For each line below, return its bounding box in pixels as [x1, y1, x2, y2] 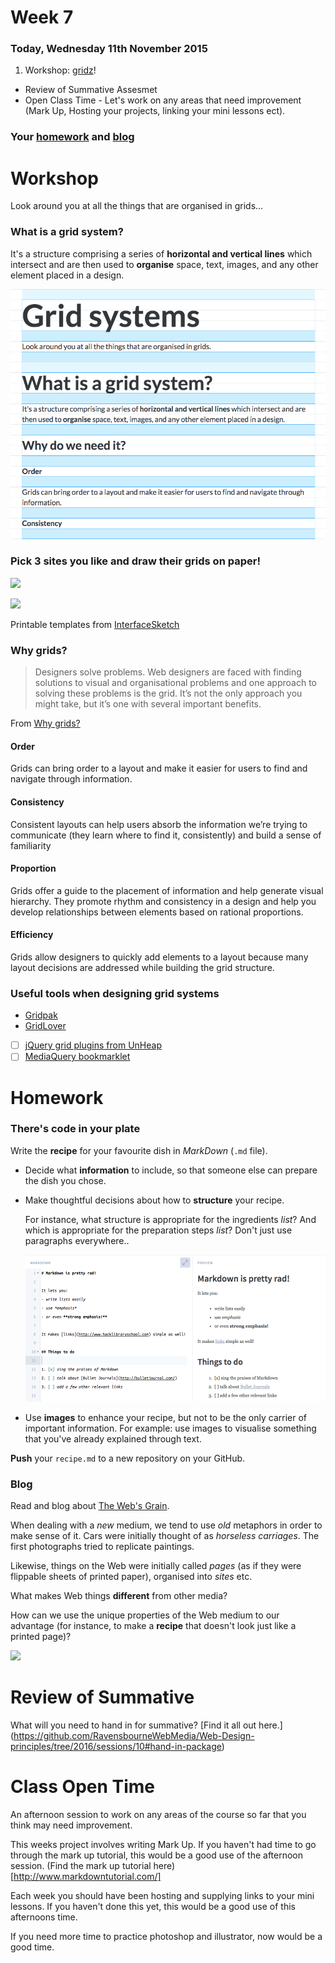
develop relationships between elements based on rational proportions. [10, 906, 304, 918]
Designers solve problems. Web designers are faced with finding [34, 666, 302, 678]
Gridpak [24, 1009, 58, 1021]
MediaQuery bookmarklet [24, 1051, 131, 1063]
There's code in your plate [10, 1122, 141, 1136]
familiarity [10, 839, 52, 851]
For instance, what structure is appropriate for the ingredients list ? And [24, 1213, 317, 1225]
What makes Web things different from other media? [10, 1590, 228, 1602]
